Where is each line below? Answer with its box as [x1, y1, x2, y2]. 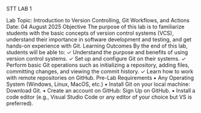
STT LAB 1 [6, 5, 32, 12]
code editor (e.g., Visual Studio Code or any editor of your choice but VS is [6, 93, 192, 100]
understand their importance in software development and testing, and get [6, 36, 192, 43]
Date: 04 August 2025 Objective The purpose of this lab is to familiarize [6, 23, 185, 30]
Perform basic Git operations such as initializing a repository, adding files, [6, 61, 190, 69]
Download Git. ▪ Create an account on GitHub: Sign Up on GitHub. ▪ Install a [6, 87, 196, 94]
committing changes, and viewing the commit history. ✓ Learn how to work [6, 68, 194, 75]
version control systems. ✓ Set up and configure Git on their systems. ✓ [6, 55, 186, 62]
